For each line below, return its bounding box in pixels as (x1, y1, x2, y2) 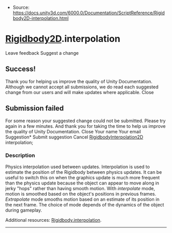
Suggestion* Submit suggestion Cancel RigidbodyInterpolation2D (5, 134, 143, 140)
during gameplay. (5, 207, 42, 213)
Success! (5, 65, 36, 74)
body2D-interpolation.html (12, 15, 69, 21)
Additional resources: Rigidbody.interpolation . (5, 217, 102, 223)
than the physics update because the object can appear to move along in (5, 180, 160, 186)
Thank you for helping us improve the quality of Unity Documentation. (5, 78, 153, 84)
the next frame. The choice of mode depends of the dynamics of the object (5, 201, 164, 207)
